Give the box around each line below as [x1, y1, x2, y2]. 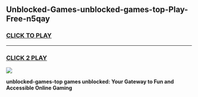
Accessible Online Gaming [6, 84, 72, 91]
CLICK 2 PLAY [6, 53, 47, 62]
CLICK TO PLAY [6, 32, 52, 40]
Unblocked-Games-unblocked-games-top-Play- [6, 5, 189, 15]
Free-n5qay [6, 14, 50, 24]
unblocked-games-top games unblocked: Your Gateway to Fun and [6, 78, 174, 85]
